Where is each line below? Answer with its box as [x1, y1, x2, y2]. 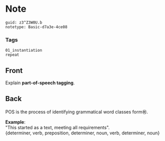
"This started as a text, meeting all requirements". [5, 124, 110, 130]
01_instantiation [5, 48, 43, 53]
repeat [5, 52, 19, 58]
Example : [5, 119, 26, 125]
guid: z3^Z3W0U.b [5, 20, 43, 25]
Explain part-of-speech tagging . [5, 80, 75, 86]
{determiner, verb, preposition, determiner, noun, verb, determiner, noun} [5, 130, 160, 136]
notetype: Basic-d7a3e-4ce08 [5, 24, 68, 30]
